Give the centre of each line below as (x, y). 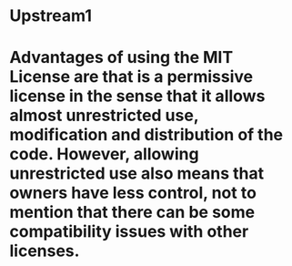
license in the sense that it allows (137, 96)
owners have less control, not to (133, 193)
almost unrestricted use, (104, 116)
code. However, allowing (104, 154)
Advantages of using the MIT (121, 58)
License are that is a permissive (131, 77)
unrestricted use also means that (137, 174)
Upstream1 (51, 16)
